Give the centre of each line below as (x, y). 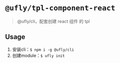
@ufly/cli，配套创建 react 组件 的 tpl (53, 21)
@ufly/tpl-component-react (60, 8)
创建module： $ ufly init (38, 55)
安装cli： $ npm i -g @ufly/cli (43, 49)
